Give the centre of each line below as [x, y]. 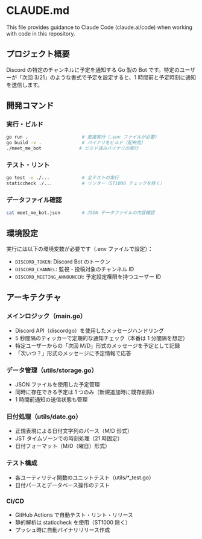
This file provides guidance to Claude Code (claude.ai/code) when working [99, 27]
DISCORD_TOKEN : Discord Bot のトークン [62, 262]
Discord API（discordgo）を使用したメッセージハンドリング [90, 330]
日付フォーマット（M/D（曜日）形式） [62, 446]
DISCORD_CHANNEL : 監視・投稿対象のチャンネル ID [74, 269]
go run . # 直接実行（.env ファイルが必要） [83, 137]
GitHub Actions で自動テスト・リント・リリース [74, 515]
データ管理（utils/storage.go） [52, 370]
